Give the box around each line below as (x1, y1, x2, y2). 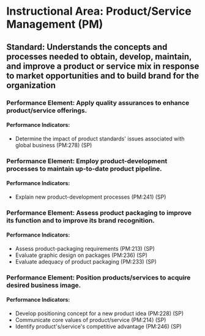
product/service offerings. (6, 106, 88, 115)
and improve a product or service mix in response (6, 61, 199, 71)
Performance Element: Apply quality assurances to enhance (6, 98, 190, 107)
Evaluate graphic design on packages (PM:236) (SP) (15, 251, 148, 259)
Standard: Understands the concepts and (6, 42, 168, 52)
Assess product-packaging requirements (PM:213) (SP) (15, 245, 155, 252)
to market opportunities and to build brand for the (6, 71, 199, 81)
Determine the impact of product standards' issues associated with (15, 135, 185, 142)
